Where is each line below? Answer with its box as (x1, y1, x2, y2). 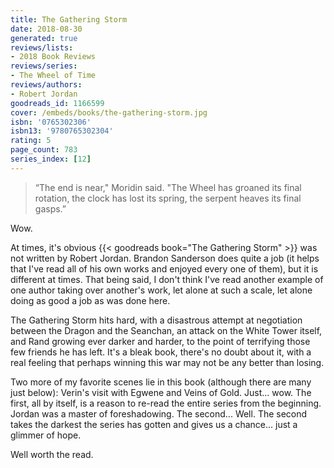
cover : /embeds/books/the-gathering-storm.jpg (10, 107, 208, 118)
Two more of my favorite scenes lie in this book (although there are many (10, 376, 312, 388)
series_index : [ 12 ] (10, 154, 92, 164)
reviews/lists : (10, 42, 74, 53)
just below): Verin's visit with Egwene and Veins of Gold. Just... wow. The (10, 386, 312, 398)
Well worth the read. (10, 448, 94, 460)
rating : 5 (10, 136, 52, 146)
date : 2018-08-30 (10, 24, 83, 34)
